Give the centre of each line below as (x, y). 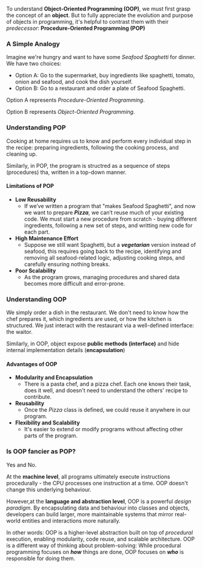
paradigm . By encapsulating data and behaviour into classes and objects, (98, 508)
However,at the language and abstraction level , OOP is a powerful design (99, 501)
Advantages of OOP (32, 364)
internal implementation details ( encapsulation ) (66, 350)
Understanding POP (36, 128)
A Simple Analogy (33, 44)
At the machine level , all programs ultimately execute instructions (88, 476)
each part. (37, 232)
